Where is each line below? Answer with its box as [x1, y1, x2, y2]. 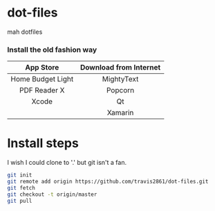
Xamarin [106, 108, 134, 118]
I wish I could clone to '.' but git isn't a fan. [7, 159, 127, 167]
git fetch [7, 184, 36, 191]
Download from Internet [80, 63, 161, 72]
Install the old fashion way [7, 45, 97, 54]
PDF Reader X [19, 86, 65, 95]
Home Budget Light [10, 74, 74, 84]
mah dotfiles [7, 28, 43, 36]
